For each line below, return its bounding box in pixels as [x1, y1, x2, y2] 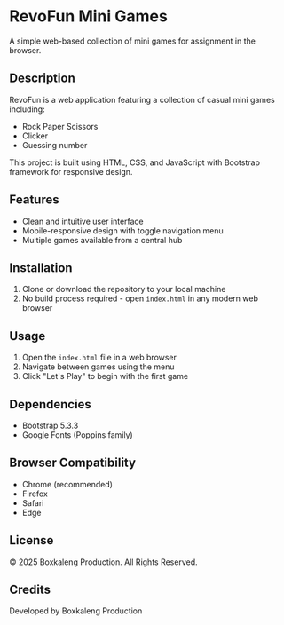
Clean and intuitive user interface [21, 216, 144, 226]
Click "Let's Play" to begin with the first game [21, 371, 189, 382]
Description [9, 71, 75, 86]
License [9, 533, 54, 548]
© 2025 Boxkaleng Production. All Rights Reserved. [9, 557, 198, 567]
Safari [21, 497, 44, 508]
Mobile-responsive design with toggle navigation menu [21, 225, 224, 236]
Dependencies [9, 397, 91, 412]
